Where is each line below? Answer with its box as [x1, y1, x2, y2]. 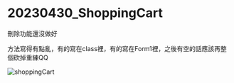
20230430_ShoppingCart [7, 5, 164, 21]
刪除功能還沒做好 [7, 29, 58, 38]
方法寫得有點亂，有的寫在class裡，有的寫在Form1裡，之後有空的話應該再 [7, 44, 221, 52]
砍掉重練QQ [13, 53, 48, 62]
